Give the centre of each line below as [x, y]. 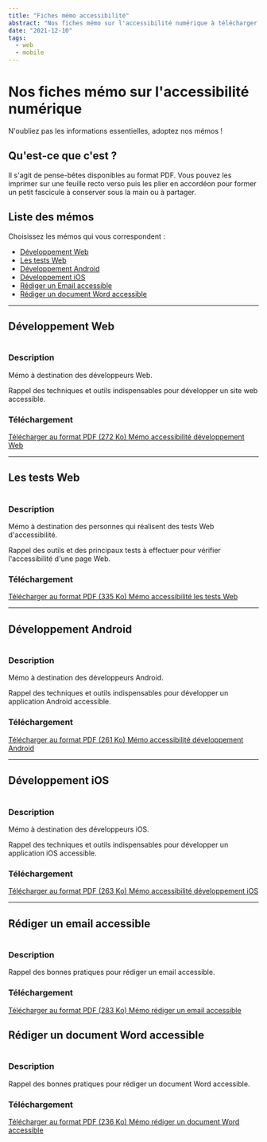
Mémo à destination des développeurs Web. [81, 375]
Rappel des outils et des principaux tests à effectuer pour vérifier [114, 551]
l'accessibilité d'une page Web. [60, 559]
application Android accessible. [60, 702]
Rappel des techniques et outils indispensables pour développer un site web [133, 390]
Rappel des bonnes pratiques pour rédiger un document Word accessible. [129, 1084]
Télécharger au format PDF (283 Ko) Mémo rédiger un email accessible [125, 1010]
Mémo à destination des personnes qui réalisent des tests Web [111, 527]
